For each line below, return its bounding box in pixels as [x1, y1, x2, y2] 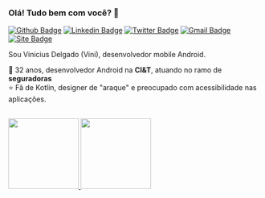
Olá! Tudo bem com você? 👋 [8, 7, 120, 19]
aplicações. [8, 94, 47, 104]
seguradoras [8, 74, 52, 84]
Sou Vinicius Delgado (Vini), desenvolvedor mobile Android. [8, 50, 206, 60]
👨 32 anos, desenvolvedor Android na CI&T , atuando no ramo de [8, 65, 222, 75]
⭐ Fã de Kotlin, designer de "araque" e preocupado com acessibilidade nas [8, 83, 257, 93]
